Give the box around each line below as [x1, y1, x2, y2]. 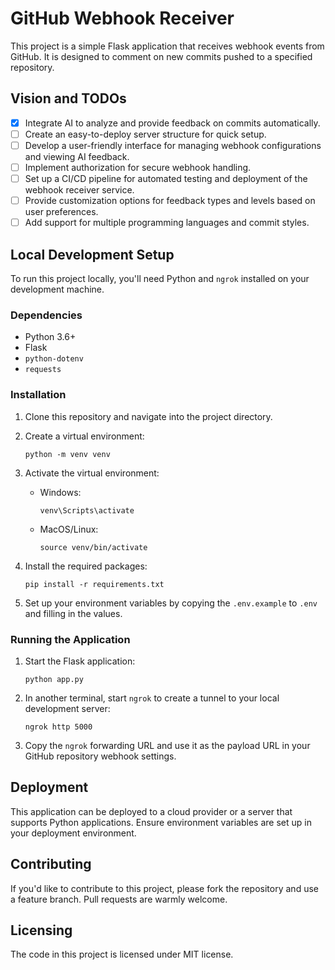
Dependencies [10, 308, 83, 322]
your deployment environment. [10, 827, 137, 839]
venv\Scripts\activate [39, 505, 135, 516]
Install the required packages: [24, 560, 148, 572]
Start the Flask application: [24, 655, 136, 667]
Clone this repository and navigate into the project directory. [24, 410, 273, 422]
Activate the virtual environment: [24, 467, 160, 479]
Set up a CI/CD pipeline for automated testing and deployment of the [24, 173, 308, 184]
